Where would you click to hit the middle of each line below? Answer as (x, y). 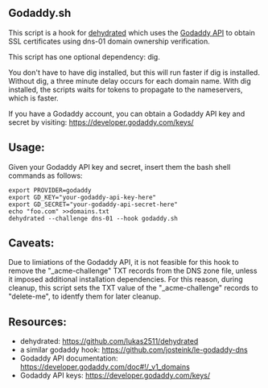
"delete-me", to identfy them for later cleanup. (85, 296)
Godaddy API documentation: (69, 358)
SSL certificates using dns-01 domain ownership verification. (109, 41)
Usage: (27, 148)
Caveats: (31, 244)
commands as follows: (45, 175)
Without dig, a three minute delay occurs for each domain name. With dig (130, 80)
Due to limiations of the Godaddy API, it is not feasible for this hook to (124, 262)
